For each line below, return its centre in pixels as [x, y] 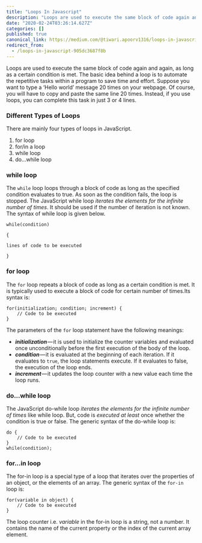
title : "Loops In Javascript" [44, 12]
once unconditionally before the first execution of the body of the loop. [103, 348]
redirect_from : [25, 46]
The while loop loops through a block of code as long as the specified [93, 188]
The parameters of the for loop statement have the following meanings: [95, 330]
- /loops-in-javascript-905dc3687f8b [59, 51]
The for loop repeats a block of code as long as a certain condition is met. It [101, 284]
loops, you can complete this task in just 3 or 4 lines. [71, 100]
